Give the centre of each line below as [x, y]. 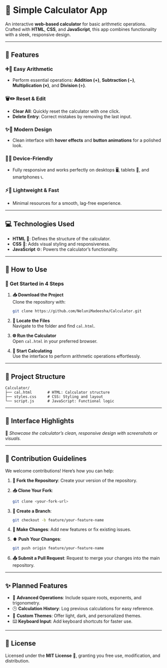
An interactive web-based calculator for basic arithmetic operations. [76, 24]
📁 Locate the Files [31, 321]
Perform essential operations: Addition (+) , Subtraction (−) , [74, 80]
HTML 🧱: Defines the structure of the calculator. [61, 238]
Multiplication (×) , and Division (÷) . [49, 85]
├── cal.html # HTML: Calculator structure [58, 392]
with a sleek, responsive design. [38, 34]
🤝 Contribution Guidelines [46, 459]
